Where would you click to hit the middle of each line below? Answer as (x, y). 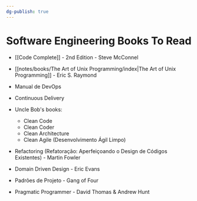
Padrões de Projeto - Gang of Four (57, 180)
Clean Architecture (46, 133)
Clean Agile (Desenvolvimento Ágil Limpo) (75, 140)
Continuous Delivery (40, 98)
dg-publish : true (27, 12)
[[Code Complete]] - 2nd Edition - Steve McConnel (76, 57)
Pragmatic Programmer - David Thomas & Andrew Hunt (82, 192)
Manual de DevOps (38, 86)
